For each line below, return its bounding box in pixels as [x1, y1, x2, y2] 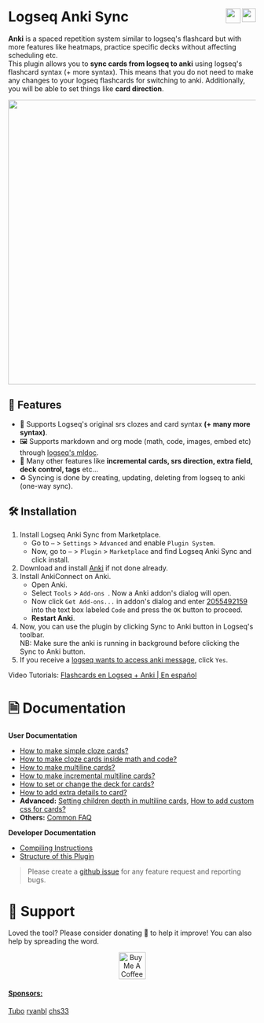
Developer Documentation [8, 827, 97, 837]
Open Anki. [31, 580, 68, 589]
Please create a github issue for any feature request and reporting [27, 867, 241, 876]
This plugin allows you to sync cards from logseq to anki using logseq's [8, 59, 243, 68]
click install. [31, 555, 70, 564]
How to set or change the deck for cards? [19, 779, 155, 789]
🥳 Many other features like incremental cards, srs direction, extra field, [19, 456, 253, 465]
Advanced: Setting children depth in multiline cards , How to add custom [19, 796, 254, 805]
